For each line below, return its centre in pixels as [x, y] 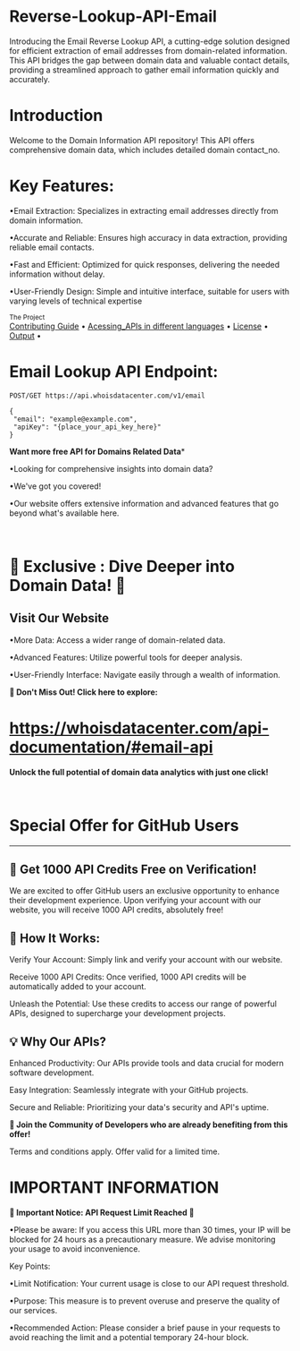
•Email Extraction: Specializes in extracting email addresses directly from [144, 210]
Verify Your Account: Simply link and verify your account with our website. [146, 960]
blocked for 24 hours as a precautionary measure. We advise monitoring [142, 1239]
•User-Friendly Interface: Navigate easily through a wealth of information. [145, 674]
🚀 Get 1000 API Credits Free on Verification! [133, 870]
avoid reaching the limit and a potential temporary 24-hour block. [129, 1337]
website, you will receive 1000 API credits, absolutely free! [117, 910]
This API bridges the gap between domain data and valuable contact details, [150, 60]
